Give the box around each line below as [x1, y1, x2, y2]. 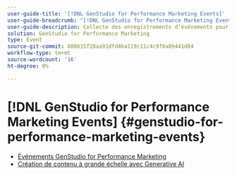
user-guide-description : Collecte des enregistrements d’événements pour [7, 23, 229, 30]
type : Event [7, 37, 42, 44]
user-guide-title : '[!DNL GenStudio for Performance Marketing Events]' [7, 10, 226, 18]
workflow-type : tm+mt [7, 50, 71, 57]
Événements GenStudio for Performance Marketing [17, 152, 167, 160]
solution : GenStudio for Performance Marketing [7, 30, 150, 37]
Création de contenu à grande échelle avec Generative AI [17, 160, 185, 168]
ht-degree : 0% [7, 63, 49, 70]
